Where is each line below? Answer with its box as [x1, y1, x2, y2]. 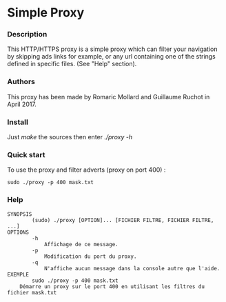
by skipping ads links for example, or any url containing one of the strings [7, 52, 216, 61]
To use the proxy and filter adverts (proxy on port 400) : [7, 165, 166, 174]
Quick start [7, 150, 46, 159]
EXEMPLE [7, 271, 30, 278]
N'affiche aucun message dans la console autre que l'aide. [43, 265, 220, 272]
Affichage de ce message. [43, 241, 119, 248]
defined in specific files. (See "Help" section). [7, 60, 137, 68]
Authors [7, 77, 36, 87]
